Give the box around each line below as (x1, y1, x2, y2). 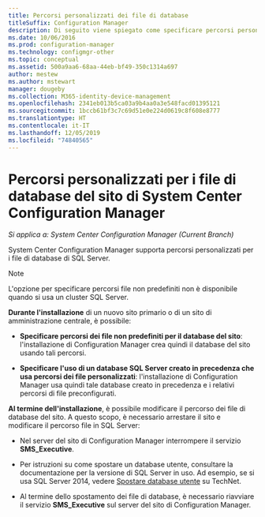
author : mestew (8, 70, 58, 78)
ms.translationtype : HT (8, 114, 87, 122)
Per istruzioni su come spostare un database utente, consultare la (19, 459, 233, 470)
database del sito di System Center (8, 187, 242, 205)
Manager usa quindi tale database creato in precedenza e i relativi (19, 380, 235, 390)
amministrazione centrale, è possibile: (8, 317, 132, 326)
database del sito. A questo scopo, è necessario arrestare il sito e (8, 412, 221, 422)
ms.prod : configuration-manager (8, 41, 114, 49)
